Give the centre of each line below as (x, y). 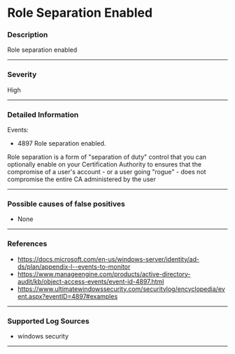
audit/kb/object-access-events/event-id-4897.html (91, 281)
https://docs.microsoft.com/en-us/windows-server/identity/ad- (108, 259)
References (27, 244)
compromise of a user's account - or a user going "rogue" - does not (107, 172)
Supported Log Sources (48, 321)
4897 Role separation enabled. (62, 143)
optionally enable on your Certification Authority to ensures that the (104, 164)
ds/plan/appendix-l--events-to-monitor (74, 267)
